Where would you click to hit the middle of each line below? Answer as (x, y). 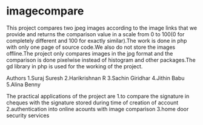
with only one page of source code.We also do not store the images (91, 47)
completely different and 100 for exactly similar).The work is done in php (97, 40)
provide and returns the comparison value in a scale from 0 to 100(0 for (95, 34)
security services (28, 115)
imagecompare (45, 11)
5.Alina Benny (24, 84)
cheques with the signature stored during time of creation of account (92, 102)
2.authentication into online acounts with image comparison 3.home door (98, 109)
